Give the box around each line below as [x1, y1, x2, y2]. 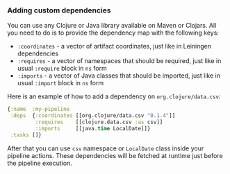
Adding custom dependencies [7, 6, 111, 15]
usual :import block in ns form [17, 79, 104, 87]
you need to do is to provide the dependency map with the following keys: [7, 28, 219, 37]
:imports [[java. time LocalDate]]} [35, 125, 151, 132]
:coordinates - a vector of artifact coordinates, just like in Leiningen [17, 42, 212, 51]
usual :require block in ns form [17, 64, 107, 73]
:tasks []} [10, 131, 42, 139]
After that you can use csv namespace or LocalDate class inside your [7, 144, 204, 153]
